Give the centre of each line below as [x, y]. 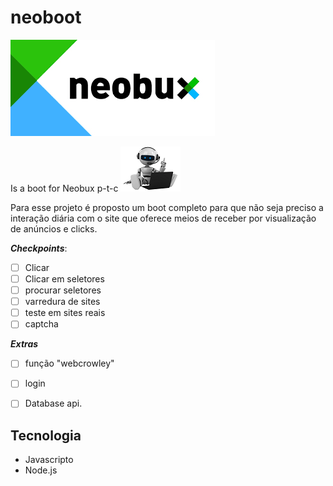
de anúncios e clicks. [54, 228]
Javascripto [49, 460]
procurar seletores [63, 290]
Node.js [41, 470]
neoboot [46, 17]
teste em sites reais [65, 313]
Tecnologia [46, 435]
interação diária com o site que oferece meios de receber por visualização [163, 218]
